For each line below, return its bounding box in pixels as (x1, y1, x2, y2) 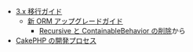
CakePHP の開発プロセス (15, 36, 96, 45)
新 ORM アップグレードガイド (27, 16, 123, 26)
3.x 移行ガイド (15, 7, 63, 16)
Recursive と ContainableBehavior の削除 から (38, 26, 186, 35)
